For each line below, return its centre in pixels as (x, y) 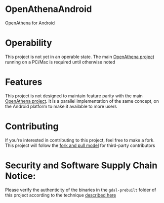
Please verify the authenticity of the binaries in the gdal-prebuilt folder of (81, 190)
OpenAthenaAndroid (49, 9)
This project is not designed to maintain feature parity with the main (74, 96)
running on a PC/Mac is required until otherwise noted (60, 62)
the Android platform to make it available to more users (61, 106)
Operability (29, 43)
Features (24, 82)
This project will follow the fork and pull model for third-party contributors (80, 145)
